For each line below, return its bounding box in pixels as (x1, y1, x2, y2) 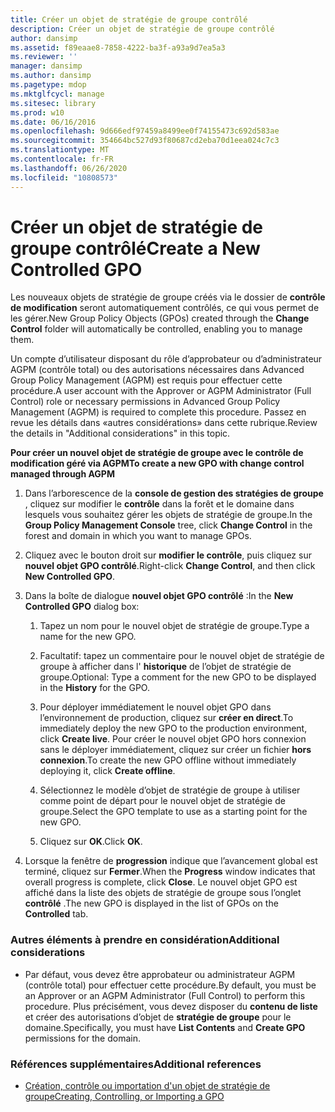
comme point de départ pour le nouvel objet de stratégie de (39, 795, 286, 807)
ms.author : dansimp (10, 71, 92, 81)
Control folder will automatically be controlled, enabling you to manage (10, 323, 303, 335)
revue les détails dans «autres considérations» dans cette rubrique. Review (10, 417, 318, 429)
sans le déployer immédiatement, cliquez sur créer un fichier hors (39, 744, 312, 756)
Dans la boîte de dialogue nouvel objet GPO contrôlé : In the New (24, 590, 294, 602)
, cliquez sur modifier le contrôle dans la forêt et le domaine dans (24, 498, 295, 510)
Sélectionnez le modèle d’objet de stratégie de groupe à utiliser (39, 784, 301, 796)
